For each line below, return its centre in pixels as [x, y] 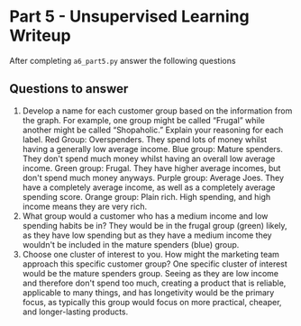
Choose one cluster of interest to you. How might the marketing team [150, 254]
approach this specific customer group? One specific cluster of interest [155, 264]
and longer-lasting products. [75, 312]
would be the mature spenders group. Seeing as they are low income [150, 273]
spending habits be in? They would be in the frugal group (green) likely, [155, 225]
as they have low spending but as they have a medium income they [147, 235]
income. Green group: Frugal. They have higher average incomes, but [151, 168]
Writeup [40, 36]
